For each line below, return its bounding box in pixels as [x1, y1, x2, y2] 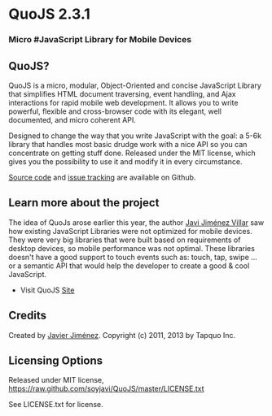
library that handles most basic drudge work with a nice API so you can [8, 139, 248, 149]
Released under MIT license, [8, 375, 104, 385]
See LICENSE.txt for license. [8, 400, 103, 409]
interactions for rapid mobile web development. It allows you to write [8, 97, 239, 107]
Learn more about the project [8, 196, 160, 210]
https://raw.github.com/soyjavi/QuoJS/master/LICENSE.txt [8, 383, 204, 394]
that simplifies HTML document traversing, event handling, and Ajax [8, 89, 236, 98]
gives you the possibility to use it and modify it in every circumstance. [8, 156, 243, 167]
